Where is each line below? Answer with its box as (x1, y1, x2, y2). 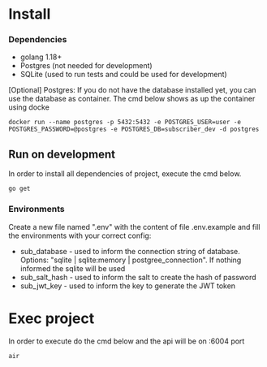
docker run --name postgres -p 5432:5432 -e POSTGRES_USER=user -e (8, 119, 242, 127)
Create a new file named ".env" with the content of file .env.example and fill (8, 222, 261, 231)
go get (8, 184, 31, 193)
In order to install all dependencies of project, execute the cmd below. (8, 169, 242, 179)
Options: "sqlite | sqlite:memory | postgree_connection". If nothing (19, 255, 242, 265)
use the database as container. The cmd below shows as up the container (8, 94, 256, 104)
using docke (8, 102, 50, 112)
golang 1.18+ (19, 52, 62, 62)
